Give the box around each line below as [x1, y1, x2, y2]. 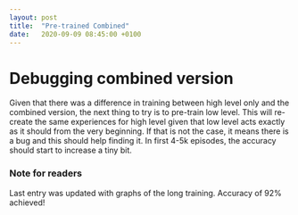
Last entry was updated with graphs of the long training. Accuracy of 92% [9, 187, 283, 198]
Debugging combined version [9, 68, 234, 88]
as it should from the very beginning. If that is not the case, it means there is [9, 126, 289, 136]
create [9, 117, 33, 128]
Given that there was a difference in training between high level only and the [9, 97, 290, 108]
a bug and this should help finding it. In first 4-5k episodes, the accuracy [9, 136, 277, 146]
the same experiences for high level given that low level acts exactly [34, 117, 286, 128]
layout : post [9, 12, 58, 22]
